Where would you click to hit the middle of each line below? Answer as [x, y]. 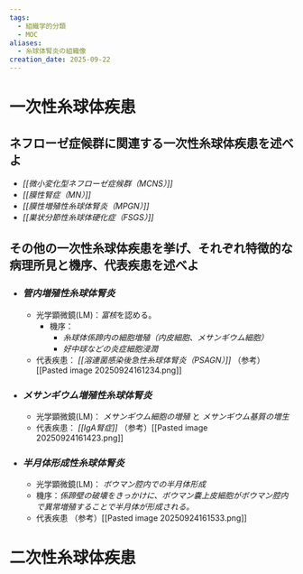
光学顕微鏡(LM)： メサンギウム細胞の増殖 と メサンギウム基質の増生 [163, 416]
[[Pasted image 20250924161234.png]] [109, 370]
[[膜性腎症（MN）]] [57, 194]
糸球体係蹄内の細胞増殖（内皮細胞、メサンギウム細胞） [165, 337]
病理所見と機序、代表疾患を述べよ [104, 266]
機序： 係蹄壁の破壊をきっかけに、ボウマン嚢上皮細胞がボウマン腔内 [162, 495]
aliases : [26, 43]
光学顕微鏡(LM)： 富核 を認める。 [96, 315]
